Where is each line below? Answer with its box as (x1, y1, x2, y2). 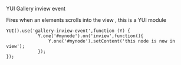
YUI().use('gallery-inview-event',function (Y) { (6, 28, 131, 34)
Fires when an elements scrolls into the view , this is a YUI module (6, 17, 167, 23)
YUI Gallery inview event (6, 5, 66, 12)
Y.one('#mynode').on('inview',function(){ (37, 33, 144, 39)
